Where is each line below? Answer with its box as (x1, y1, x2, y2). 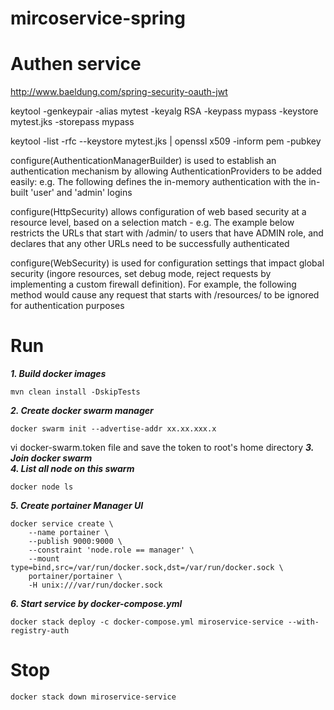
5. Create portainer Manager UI (10, 500, 144, 512)
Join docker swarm (10, 452, 93, 464)
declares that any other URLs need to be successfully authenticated (10, 238, 290, 250)
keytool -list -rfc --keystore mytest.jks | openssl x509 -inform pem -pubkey (10, 135, 322, 147)
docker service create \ (10, 519, 114, 529)
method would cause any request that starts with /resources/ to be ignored (10, 289, 320, 301)
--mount (28, 554, 60, 564)
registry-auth (10, 626, 70, 636)
